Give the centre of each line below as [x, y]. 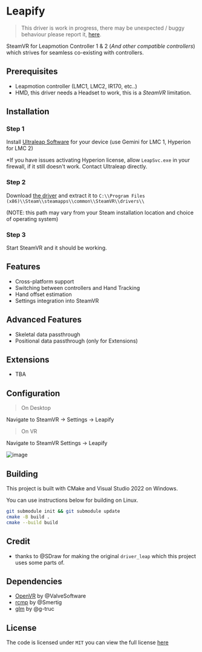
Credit [18, 542]
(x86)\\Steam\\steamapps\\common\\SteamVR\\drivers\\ [76, 201]
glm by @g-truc [34, 609]
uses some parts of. [40, 562]
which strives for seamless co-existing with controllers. [75, 52]
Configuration [33, 393]
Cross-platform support [44, 281]
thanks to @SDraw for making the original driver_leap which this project [106, 556]
